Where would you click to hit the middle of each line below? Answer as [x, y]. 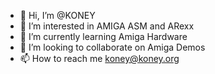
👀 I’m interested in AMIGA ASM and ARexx [107, 26]
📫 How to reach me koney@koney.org [99, 58]
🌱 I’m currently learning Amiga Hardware [103, 36]
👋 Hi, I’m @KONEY [57, 15]
